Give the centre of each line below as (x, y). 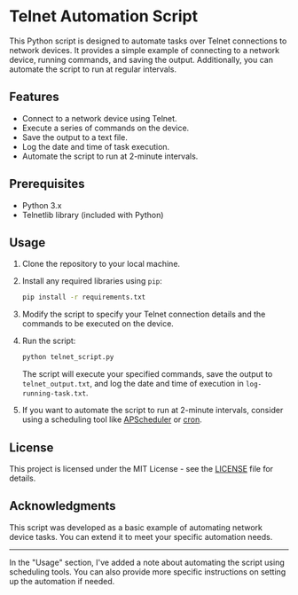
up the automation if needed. (62, 581)
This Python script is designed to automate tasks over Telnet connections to (148, 41)
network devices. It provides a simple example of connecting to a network (145, 50)
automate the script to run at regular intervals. (93, 69)
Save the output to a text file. (75, 137)
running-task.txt (54, 394)
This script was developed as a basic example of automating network (136, 527)
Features (34, 97)
